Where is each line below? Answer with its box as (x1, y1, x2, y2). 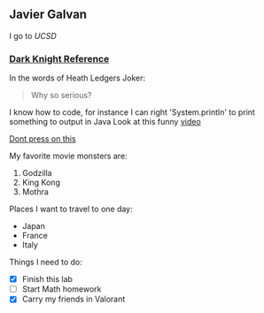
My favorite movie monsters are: (9, 150, 128, 162)
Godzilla (21, 168, 52, 179)
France (21, 230, 49, 241)
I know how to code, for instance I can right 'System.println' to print (9, 107, 255, 118)
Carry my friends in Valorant (21, 294, 126, 304)
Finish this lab (21, 274, 74, 285)
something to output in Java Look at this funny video (9, 117, 201, 127)
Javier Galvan (9, 7, 87, 22)
